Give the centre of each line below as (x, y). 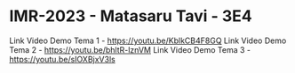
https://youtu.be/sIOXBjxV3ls (62, 59)
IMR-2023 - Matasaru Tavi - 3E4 (131, 16)
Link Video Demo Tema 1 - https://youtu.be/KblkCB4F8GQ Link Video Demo (148, 40)
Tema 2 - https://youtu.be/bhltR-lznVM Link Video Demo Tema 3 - (130, 49)
